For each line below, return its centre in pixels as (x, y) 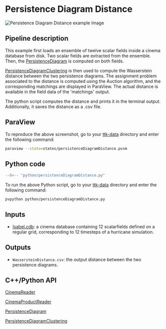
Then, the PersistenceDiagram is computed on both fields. (65, 61)
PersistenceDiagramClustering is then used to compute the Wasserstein (79, 70)
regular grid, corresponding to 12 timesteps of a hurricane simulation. (83, 232)
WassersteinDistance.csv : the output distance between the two (77, 260)
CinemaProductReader (28, 302)
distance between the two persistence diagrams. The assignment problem (81, 76)
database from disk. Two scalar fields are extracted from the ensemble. (78, 56)
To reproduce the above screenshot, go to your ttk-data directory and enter (82, 134)
